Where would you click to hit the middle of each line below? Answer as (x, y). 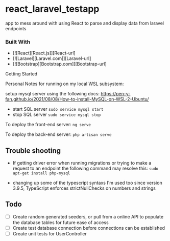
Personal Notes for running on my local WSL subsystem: (65, 84)
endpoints (16, 28)
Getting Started (21, 74)
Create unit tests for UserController (50, 233)
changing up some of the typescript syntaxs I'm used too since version (87, 183)
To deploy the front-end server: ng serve (48, 125)
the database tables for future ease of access (60, 222)
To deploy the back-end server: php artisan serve (58, 134)
